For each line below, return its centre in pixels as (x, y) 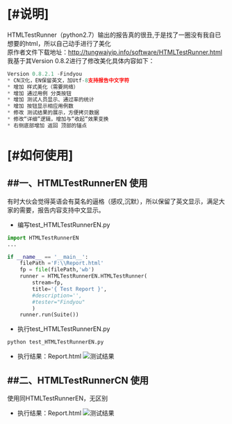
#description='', (57, 296)
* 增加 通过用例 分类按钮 (39, 93)
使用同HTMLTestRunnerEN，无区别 (58, 398)
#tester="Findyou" (59, 302)
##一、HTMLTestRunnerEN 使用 (77, 184)
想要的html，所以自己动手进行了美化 (59, 43)
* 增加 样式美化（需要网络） (43, 87)
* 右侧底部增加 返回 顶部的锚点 (47, 126)
